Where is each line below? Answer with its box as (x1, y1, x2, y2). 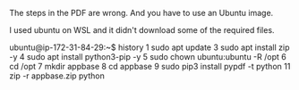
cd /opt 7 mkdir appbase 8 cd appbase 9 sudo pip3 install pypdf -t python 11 (9, 61, 291, 71)
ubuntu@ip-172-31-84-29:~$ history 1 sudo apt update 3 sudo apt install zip (9, 42, 290, 53)
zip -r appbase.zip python (9, 70, 105, 81)
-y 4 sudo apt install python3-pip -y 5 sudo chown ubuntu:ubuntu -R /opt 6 (9, 52, 286, 61)
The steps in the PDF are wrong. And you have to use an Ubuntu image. (9, 8, 274, 18)
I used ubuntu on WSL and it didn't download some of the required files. (9, 25, 275, 35)
